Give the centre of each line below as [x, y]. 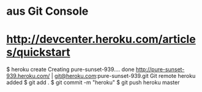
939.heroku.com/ [28, 76]
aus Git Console [47, 11]
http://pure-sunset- [160, 69]
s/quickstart [38, 52]
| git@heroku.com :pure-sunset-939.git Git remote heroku [123, 76]
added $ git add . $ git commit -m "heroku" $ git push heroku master [93, 82]
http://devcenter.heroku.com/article [101, 40]
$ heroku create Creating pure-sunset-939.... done [70, 69]
